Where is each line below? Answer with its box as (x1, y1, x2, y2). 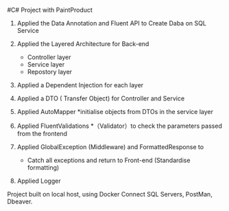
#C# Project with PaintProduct (7, 6, 93, 14)
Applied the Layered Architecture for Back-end (16, 40, 149, 47)
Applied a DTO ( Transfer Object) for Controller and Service (16, 94, 185, 102)
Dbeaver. (7, 197, 33, 206)
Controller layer (27, 53, 71, 61)
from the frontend (16, 130, 67, 137)
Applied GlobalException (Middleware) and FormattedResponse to (16, 143, 204, 151)
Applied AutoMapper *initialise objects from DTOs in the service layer (16, 108, 214, 115)
